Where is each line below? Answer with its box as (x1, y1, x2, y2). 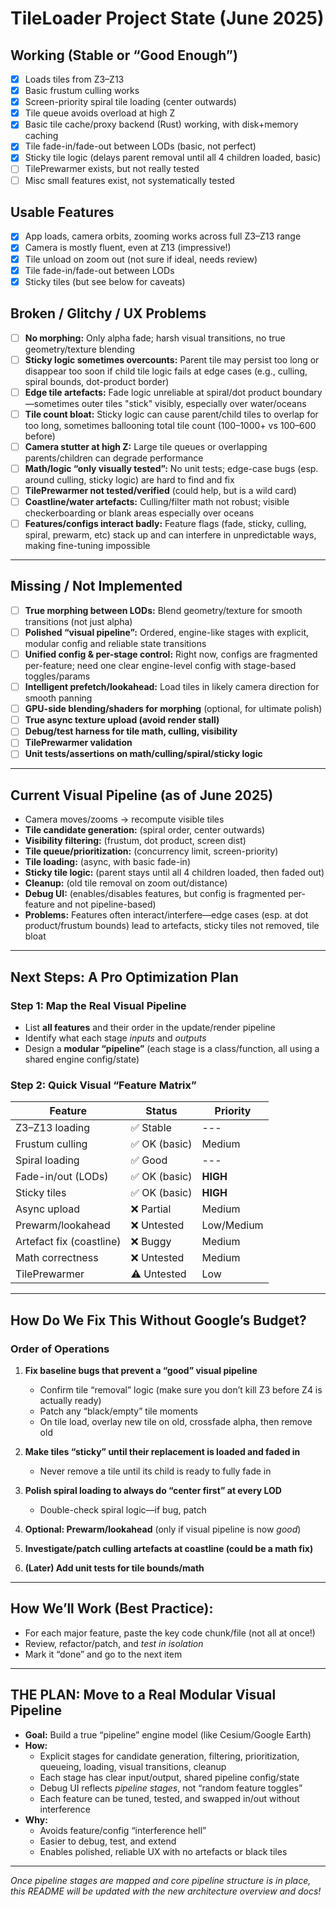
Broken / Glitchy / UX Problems (10, 305, 207, 322)
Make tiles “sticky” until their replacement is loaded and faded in (24, 1445, 301, 1457)
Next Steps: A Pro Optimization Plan (10, 968, 239, 986)
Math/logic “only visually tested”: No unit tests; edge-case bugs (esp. (24, 462, 319, 474)
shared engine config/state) (24, 1053, 140, 1065)
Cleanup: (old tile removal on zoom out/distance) (24, 877, 228, 889)
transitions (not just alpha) (24, 615, 133, 627)
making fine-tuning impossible (24, 540, 151, 552)
